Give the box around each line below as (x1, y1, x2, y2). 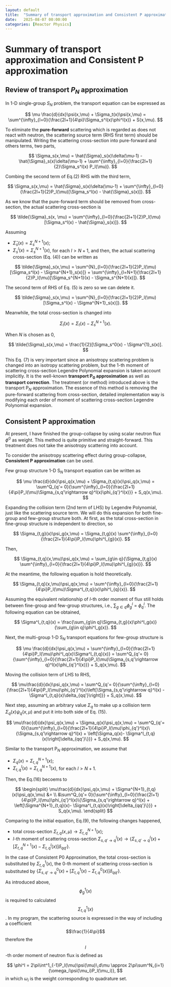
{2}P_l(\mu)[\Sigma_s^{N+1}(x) (25, 275, 91, 281)
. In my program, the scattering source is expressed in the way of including (5, 915, 162, 921)
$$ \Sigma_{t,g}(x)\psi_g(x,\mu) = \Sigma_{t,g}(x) (13, 531, 117, 537)
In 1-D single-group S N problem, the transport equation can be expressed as (5, 100, 165, 107)
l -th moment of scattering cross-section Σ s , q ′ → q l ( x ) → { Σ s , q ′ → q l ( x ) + (12, 835, 161, 843)
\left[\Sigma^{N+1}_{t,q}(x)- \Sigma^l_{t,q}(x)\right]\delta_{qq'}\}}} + (14, 803, 157, 808)
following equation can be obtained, (5, 609, 80, 615)
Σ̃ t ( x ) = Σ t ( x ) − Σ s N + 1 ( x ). (59, 319, 112, 327)
